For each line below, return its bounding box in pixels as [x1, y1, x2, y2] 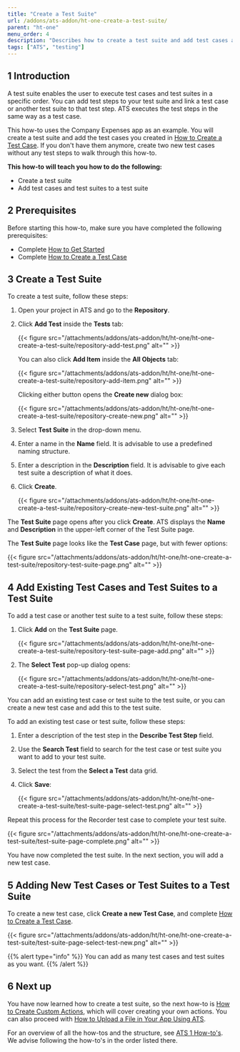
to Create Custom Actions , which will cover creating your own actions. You [7, 1007, 227, 1016]
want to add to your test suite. [17, 753, 106, 761]
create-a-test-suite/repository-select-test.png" [17, 682, 157, 690]
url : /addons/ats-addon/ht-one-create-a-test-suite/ [7, 17, 168, 24]
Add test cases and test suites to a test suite [17, 184, 149, 192]
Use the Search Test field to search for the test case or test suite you [17, 745, 222, 754]
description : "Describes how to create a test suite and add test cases [7, 37, 229, 44]
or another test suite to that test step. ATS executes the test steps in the [7, 104, 219, 113]
